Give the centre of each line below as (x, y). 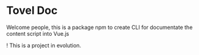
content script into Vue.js (38, 33)
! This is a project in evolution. (44, 45)
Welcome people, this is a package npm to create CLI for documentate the (100, 27)
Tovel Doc (32, 11)
